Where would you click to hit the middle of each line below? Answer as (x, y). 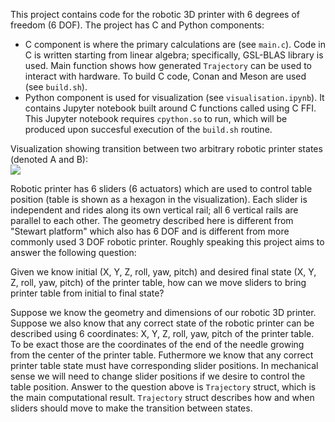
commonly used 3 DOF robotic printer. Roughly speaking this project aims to (167, 242)
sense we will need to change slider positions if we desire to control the (158, 376)
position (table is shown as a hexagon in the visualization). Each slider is (159, 199)
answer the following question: (73, 252)
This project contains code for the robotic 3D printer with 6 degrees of (155, 14)
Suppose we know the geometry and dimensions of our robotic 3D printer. (163, 312)
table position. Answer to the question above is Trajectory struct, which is (163, 387)
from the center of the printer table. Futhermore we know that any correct (162, 355)
